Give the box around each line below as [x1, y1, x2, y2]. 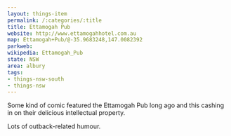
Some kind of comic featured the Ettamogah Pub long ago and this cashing [7, 101, 225, 109]
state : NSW [7, 56, 39, 63]
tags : [7, 69, 23, 76]
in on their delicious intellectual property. [7, 109, 126, 117]
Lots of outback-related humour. [7, 122, 101, 130]
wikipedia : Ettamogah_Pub [7, 50, 83, 57]
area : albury [7, 62, 46, 69]
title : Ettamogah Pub [7, 23, 71, 30]
